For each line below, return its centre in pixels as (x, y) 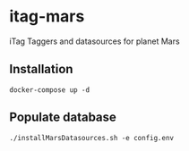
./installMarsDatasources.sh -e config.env (92, 138)
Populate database (63, 117)
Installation (41, 69)
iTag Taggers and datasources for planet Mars (95, 41)
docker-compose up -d (50, 90)
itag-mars (47, 17)
